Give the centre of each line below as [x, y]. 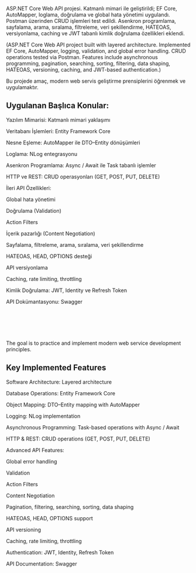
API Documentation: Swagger [42, 564]
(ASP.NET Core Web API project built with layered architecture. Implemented [98, 45]
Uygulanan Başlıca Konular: [58, 106]
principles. [19, 349]
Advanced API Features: [35, 450]
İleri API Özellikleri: [29, 188]
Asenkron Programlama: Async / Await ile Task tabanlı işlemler [81, 165]
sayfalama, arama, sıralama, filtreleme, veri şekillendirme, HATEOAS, [89, 27]
